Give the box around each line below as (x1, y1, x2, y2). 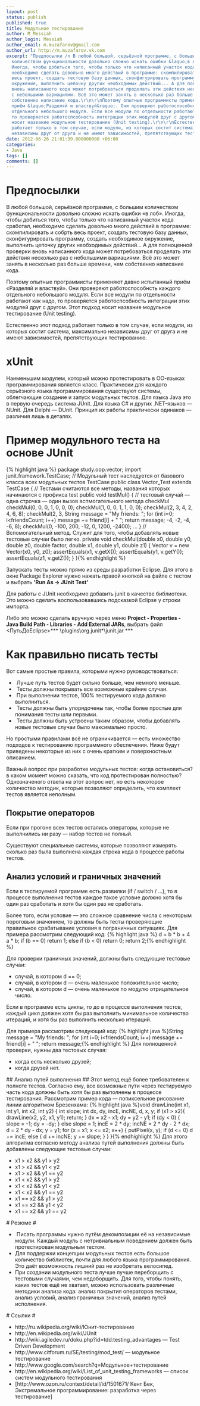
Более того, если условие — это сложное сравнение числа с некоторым (6, 912, 192, 919)
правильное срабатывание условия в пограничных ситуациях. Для (6, 924, 177, 931)
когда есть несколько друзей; (14, 1058, 92, 1065)
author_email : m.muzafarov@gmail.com (6, 42, 100, 48)
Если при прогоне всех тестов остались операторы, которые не (6, 824, 170, 831)
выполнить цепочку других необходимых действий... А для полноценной (6, 242, 193, 249)
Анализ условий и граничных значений (6, 872, 161, 882)
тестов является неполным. (6, 791, 77, 798)
